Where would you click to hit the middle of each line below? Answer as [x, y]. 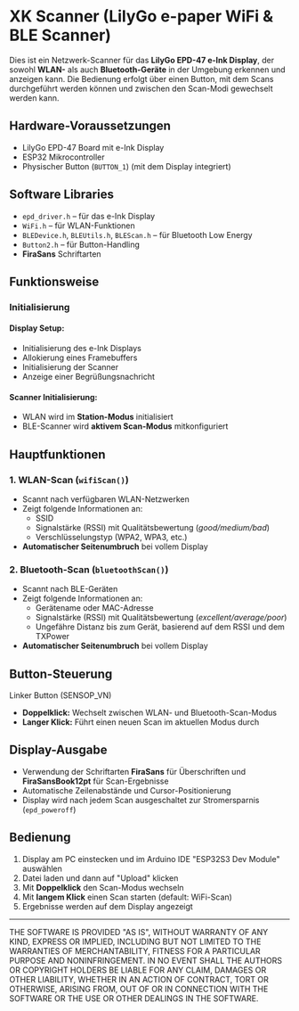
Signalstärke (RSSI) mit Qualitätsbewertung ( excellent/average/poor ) [161, 618]
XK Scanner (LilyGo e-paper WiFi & [141, 16]
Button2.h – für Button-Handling [81, 244]
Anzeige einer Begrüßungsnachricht [89, 377]
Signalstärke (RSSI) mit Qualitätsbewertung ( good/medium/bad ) [152, 527]
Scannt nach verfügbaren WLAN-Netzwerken [105, 499]
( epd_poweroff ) [49, 810]
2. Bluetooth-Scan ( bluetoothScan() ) [89, 570]
